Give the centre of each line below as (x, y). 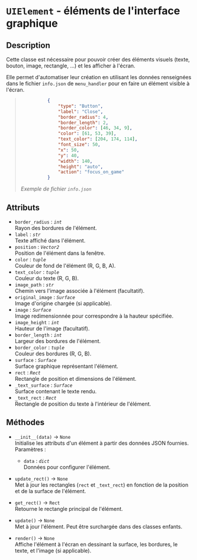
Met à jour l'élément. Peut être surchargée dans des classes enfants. (98, 526)
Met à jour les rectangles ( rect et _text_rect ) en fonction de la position (101, 485)
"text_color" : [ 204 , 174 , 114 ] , (98, 139)
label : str (28, 234)
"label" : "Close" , (81, 111)
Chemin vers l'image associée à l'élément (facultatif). (80, 290)
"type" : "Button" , (81, 106)
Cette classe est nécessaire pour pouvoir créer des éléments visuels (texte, (98, 59)
